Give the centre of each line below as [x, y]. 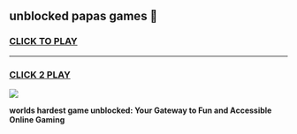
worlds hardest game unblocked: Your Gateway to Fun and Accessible [141, 110]
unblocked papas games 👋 [84, 16]
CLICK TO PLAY [43, 41]
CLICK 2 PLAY [40, 74]
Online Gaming [37, 119]
